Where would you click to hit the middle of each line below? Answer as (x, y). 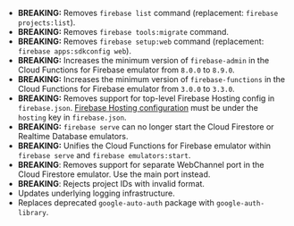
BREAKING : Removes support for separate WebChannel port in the (141, 165)
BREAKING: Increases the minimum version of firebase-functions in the (151, 79)
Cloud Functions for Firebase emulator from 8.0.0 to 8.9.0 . (126, 70)
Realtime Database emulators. (73, 136)
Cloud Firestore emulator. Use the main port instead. (114, 174)
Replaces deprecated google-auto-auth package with (116, 203)
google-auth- (240, 204)
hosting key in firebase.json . (72, 117)
